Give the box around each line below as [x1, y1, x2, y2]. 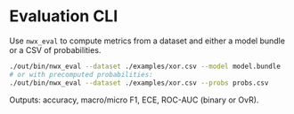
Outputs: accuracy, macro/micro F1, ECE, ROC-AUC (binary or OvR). [9, 95, 259, 105]
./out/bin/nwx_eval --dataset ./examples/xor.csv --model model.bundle [9, 62, 281, 71]
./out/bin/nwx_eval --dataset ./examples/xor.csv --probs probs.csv [9, 78, 269, 87]
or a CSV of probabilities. [9, 44, 102, 55]
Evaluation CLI [9, 6, 118, 27]
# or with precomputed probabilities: [9, 70, 153, 79]
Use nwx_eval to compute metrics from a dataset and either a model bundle [9, 35, 285, 46]
